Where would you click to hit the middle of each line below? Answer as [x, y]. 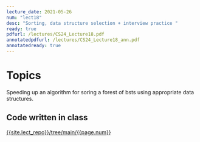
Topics [24, 76]
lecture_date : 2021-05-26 [39, 12]
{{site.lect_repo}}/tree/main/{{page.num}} [59, 132]
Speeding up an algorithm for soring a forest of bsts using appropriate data [100, 92]
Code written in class [47, 118]
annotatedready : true [34, 46]
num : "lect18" [24, 18]
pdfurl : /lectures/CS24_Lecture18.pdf [55, 34]
